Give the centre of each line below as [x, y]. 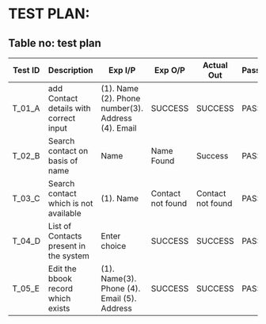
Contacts [65, 236]
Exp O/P [170, 70]
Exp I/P [122, 70]
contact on [68, 151]
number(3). [122, 108]
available [65, 213]
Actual [215, 65]
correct [62, 118]
